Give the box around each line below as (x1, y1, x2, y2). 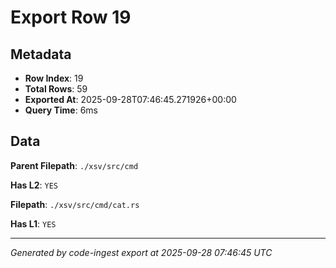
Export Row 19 (10, 6, 132, 29)
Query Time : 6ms (24, 104, 98, 116)
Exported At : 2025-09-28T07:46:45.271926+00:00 (24, 94, 237, 105)
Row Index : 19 (24, 72, 84, 84)
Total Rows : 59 (24, 83, 88, 95)
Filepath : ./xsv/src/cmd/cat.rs (10, 198, 140, 210)
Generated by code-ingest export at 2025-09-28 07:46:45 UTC (10, 246, 273, 258)
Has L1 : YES (10, 217, 57, 230)
